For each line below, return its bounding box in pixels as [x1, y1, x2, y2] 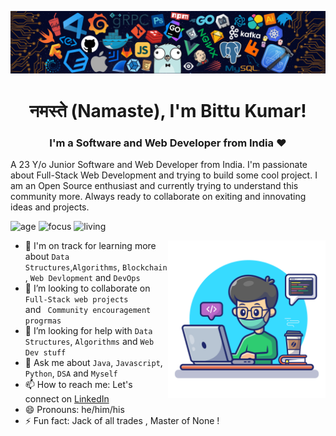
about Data [24, 250, 70, 262]
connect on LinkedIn [24, 392, 110, 405]
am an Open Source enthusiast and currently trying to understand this [10, 179, 299, 191]
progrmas [24, 316, 62, 326]
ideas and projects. [10, 201, 90, 213]
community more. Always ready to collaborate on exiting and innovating [10, 190, 307, 202]
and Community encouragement [24, 303, 152, 315]
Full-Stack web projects [24, 294, 129, 305]
